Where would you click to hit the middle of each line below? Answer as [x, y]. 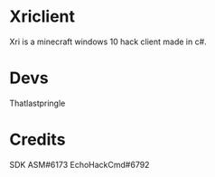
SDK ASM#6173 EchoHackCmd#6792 [79, 164]
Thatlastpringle [37, 103]
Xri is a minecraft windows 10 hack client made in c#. [108, 42]
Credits [37, 140]
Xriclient [42, 17]
